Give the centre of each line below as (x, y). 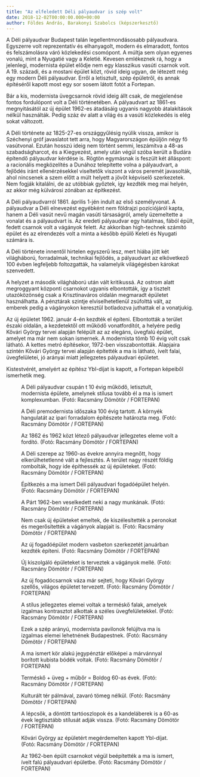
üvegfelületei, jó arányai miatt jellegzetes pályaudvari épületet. (83, 357)
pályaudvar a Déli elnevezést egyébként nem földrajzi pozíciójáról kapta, (95, 208)
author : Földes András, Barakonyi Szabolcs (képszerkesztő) (83, 23)
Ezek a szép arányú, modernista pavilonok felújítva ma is (91, 629)
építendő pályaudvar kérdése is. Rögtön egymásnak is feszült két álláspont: (99, 159)
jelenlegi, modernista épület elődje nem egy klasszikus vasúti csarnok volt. (98, 65)
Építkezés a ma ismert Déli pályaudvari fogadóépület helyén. (96, 484)
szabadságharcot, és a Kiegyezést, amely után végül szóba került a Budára (99, 152)
